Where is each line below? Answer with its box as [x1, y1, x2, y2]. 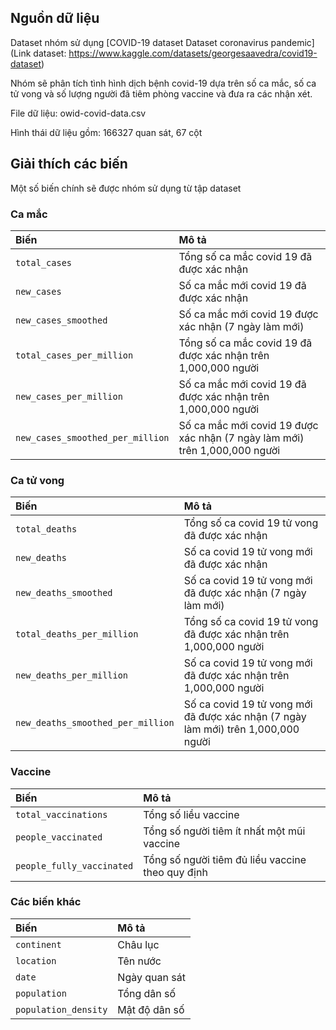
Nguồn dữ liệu [10, 10, 100, 27]
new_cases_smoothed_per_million [15, 432, 170, 443]
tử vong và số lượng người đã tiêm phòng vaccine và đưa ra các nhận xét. [10, 87, 313, 100]
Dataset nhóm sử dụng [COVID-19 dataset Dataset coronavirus [10, 36, 269, 48]
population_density [15, 1004, 108, 1015]
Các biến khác [10, 895, 82, 909]
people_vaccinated [15, 831, 103, 843]
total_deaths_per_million [15, 629, 139, 640]
